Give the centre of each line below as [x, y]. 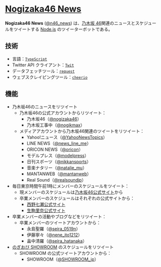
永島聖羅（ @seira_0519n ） [53, 228]
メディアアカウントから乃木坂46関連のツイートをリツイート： [82, 131]
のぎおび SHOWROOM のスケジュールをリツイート [63, 247]
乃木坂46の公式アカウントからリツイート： [63, 113]
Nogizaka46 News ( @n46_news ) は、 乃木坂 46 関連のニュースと [70, 23]
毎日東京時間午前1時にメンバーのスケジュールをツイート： [70, 186]
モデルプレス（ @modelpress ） [58, 155]
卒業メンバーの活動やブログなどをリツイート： [59, 216]
